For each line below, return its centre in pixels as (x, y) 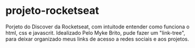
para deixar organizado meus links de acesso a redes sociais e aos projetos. (97, 39)
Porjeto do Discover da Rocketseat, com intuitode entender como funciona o (97, 27)
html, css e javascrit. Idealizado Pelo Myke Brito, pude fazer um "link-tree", (95, 32)
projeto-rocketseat (52, 11)
